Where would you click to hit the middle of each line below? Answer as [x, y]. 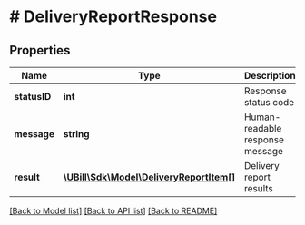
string [76, 134]
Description [270, 76]
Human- [262, 117]
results [259, 188]
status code [269, 102]
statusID [33, 97]
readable [263, 128]
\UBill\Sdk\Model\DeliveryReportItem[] [149, 177]
